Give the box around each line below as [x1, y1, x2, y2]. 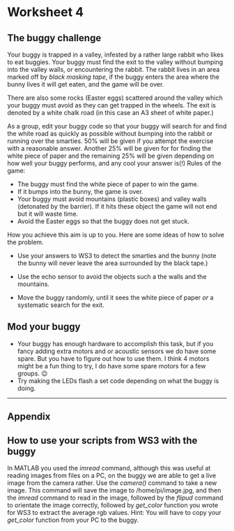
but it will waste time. [17, 210, 79, 218]
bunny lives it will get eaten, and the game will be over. [7, 80, 164, 88]
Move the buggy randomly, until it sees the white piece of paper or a [17, 294, 214, 301]
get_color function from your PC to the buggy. [7, 516, 139, 524]
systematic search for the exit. [17, 301, 104, 309]
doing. [17, 384, 36, 392]
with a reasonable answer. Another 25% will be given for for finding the [7, 144, 212, 152]
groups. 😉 [17, 369, 48, 377]
